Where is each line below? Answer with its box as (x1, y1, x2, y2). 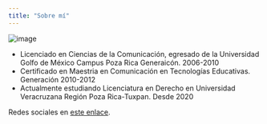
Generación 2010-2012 (19, 74, 96, 84)
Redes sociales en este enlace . (8, 107, 111, 117)
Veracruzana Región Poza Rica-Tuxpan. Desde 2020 (19, 91, 194, 101)
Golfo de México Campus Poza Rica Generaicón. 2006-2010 (19, 58, 220, 67)
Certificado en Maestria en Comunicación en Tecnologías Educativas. (19, 66, 251, 76)
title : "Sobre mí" (8, 11, 70, 20)
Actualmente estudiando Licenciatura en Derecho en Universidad (19, 83, 236, 93)
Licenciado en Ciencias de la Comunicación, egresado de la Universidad (19, 49, 260, 58)
